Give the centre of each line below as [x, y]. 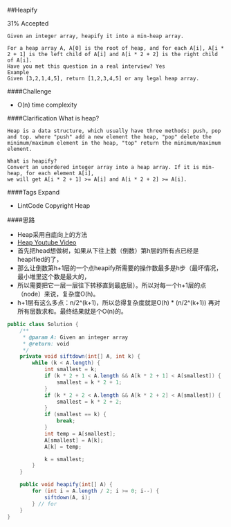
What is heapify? [32, 161]
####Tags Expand [34, 192]
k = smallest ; [64, 459]
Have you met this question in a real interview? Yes [86, 66]
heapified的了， [40, 259]
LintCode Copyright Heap [54, 206]
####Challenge [29, 91]
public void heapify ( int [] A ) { [66, 485]
